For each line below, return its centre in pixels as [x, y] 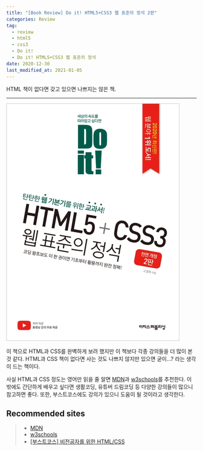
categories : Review [31, 19]
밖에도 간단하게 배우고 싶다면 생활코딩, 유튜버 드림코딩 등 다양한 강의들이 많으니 [100, 386]
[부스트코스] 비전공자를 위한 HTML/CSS [77, 442]
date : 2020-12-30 [28, 63]
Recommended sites [46, 413]
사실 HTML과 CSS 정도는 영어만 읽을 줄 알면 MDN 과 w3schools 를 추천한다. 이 [99, 379]
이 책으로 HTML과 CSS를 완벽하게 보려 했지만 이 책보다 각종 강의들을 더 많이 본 [99, 351]
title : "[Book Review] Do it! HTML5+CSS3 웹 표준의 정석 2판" [82, 13]
